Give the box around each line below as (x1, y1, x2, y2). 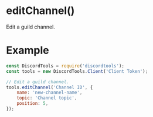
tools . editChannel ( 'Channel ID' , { (6, 84, 93, 90)
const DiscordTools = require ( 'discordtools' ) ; (6, 63, 125, 69)
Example (6, 44, 49, 57)
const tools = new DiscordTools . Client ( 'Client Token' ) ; (6, 68, 148, 74)
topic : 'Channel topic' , (16, 95, 77, 101)
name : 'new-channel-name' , (16, 90, 83, 95)
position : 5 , (16, 101, 49, 107)
